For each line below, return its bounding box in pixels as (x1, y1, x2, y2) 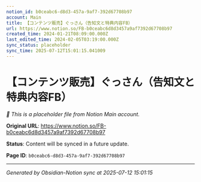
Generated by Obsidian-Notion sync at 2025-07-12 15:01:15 (6, 169, 153, 176)
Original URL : (6, 122, 40, 129)
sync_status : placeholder (6, 43, 71, 48)
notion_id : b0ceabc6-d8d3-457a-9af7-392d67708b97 (6, 8, 133, 15)
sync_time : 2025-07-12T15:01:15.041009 (6, 48, 106, 54)
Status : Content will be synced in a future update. (6, 140, 129, 147)
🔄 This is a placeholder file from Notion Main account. (6, 110, 140, 117)
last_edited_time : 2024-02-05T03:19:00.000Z (6, 37, 119, 43)
